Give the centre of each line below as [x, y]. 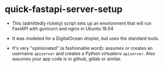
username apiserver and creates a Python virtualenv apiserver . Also [84, 53]
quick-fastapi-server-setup [64, 9]
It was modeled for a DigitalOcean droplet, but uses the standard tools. [86, 38]
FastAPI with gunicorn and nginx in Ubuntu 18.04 [63, 28]
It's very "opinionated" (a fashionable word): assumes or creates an [82, 48]
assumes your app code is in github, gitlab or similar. [67, 58]
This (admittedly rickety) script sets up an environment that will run [82, 23]
